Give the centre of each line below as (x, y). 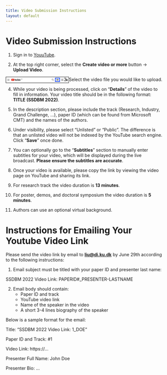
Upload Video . (28, 70)
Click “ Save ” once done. (38, 140)
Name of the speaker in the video (55, 305)
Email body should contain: (41, 289)
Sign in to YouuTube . (34, 55)
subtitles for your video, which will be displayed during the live (77, 155)
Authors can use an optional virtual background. (62, 210)
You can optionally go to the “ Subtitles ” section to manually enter (80, 150)
